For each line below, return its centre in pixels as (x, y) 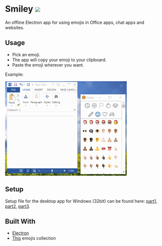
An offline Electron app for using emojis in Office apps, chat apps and (75, 22)
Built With (20, 221)
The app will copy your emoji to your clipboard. (59, 60)
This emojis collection (34, 238)
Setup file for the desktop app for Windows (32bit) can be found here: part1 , (81, 201)
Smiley (19, 9)
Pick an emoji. (26, 54)
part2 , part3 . (18, 206)
